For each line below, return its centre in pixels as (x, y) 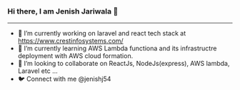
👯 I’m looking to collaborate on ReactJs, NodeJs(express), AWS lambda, (124, 64)
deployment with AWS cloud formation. (75, 56)
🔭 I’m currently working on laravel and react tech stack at (102, 33)
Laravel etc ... (38, 71)
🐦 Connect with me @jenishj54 (64, 79)
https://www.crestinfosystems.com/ (70, 41)
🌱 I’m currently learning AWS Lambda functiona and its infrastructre (117, 48)
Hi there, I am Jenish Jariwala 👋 (63, 11)
